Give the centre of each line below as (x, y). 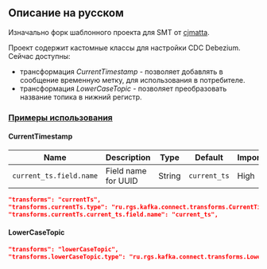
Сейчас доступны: (39, 56)
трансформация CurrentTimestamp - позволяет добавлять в (122, 72)
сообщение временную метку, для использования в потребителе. (132, 80)
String (170, 176)
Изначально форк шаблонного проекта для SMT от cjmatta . (109, 32)
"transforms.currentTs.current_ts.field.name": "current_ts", (113, 214)
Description (128, 157)
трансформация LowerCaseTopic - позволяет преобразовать (123, 88)
